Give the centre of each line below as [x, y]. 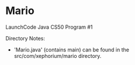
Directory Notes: [25, 38]
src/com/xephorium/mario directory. [58, 56]
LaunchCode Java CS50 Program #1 [49, 27]
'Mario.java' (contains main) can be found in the [72, 49]
